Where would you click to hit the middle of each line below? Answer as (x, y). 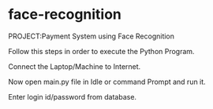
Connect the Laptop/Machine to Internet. (75, 66)
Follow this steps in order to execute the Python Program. (101, 51)
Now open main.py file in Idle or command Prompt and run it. (107, 82)
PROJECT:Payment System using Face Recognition (92, 36)
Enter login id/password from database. (72, 96)
